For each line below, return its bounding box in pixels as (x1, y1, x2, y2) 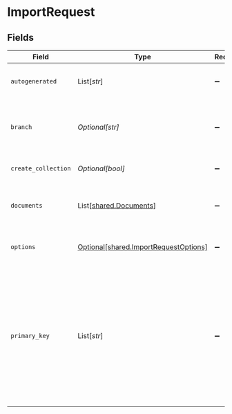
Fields (7, 32, 35, 43)
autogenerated (10, 77, 57, 85)
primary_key (10, 332, 50, 339)
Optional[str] (77, 122, 119, 132)
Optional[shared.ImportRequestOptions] (77, 242, 209, 252)
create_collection (10, 165, 71, 172)
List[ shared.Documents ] (77, 201, 157, 210)
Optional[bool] (77, 164, 126, 173)
